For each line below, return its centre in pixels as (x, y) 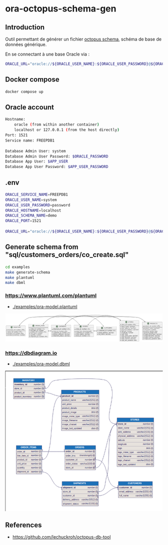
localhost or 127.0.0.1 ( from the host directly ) (67, 130)
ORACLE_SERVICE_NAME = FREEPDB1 (37, 194)
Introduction (25, 27)
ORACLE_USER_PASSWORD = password (38, 205)
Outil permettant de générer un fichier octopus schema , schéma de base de (83, 39)
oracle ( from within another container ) (57, 125)
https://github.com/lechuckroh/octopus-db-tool (61, 537)
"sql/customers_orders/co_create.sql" (67, 255)
